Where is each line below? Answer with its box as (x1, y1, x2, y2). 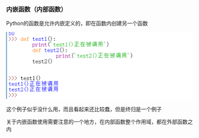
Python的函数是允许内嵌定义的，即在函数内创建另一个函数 (6, 20, 148, 27)
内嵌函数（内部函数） (6, 5, 67, 13)
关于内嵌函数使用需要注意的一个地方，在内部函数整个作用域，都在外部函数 (6, 118, 188, 126)
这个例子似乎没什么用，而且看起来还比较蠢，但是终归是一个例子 (6, 105, 162, 113)
